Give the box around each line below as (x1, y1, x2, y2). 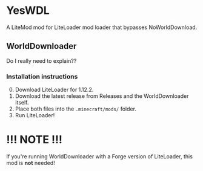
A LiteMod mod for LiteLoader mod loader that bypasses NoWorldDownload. (6, 24, 198, 31)
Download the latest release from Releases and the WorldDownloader (15, 92, 189, 100)
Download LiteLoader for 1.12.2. (15, 86, 94, 94)
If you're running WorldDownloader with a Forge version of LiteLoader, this (6, 152, 193, 160)
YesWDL (6, 4, 50, 18)
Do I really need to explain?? (6, 57, 77, 64)
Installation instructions (6, 72, 78, 80)
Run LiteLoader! (15, 112, 55, 119)
